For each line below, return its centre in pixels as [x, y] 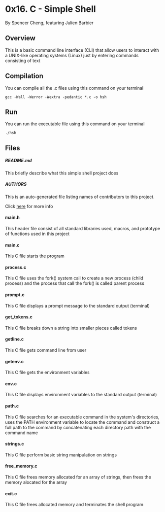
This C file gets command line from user [46, 350]
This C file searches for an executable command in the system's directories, [82, 417]
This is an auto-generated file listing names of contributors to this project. [80, 197]
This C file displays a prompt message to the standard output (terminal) [78, 306]
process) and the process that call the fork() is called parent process [75, 283]
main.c [12, 245]
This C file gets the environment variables [47, 373]
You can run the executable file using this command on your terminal [75, 124]
